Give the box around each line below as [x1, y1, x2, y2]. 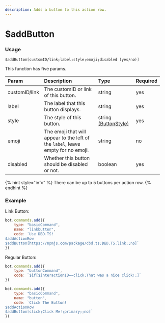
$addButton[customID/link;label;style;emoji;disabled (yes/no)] [5, 57, 139, 62]
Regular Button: [5, 254, 37, 260]
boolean [98, 161, 117, 168]
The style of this [44, 114, 82, 121]
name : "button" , [14, 295, 48, 300]
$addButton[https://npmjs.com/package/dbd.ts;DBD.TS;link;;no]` [5, 241, 139, 246]
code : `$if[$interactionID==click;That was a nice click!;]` [14, 273, 141, 278]
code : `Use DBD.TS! [14, 232, 54, 237]
